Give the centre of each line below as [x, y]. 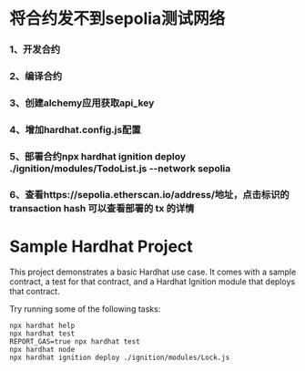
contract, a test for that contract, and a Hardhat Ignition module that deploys [152, 281]
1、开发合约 [35, 49]
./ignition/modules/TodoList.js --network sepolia [120, 168]
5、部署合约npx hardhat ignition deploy [98, 156]
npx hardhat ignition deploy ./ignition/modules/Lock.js [120, 357]
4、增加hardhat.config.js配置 [75, 129]
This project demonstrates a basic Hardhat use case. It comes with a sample [153, 272]
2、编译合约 [36, 77]
